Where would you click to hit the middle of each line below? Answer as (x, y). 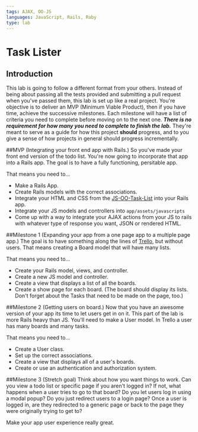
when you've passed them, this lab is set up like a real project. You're (91, 101)
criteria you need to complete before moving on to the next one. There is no (99, 120)
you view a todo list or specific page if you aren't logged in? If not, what (94, 386)
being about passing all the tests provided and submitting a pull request (94, 94)
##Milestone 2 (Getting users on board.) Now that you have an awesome (95, 307)
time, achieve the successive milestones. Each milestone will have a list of (96, 113)
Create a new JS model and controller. (61, 277)
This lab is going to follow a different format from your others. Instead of (94, 88)
